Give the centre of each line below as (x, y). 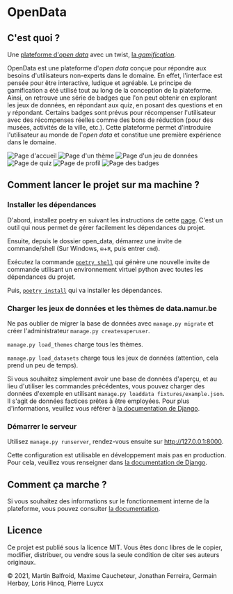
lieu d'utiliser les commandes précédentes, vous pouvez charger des (106, 386)
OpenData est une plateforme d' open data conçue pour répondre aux (107, 68)
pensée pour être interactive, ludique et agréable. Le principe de (99, 83)
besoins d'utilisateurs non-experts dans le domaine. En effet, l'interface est (115, 75)
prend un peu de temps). (43, 365)
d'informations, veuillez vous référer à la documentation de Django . (104, 408)
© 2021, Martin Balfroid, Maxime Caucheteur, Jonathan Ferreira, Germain (112, 575)
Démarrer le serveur (42, 426)
